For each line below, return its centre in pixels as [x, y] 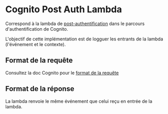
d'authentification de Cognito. [37, 29]
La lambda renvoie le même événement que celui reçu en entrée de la [79, 101]
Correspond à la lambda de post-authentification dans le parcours [75, 24]
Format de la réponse [40, 89]
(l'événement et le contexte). [36, 44]
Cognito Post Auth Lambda [64, 9]
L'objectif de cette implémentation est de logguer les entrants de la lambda [84, 39]
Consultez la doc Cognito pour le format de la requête [62, 73]
